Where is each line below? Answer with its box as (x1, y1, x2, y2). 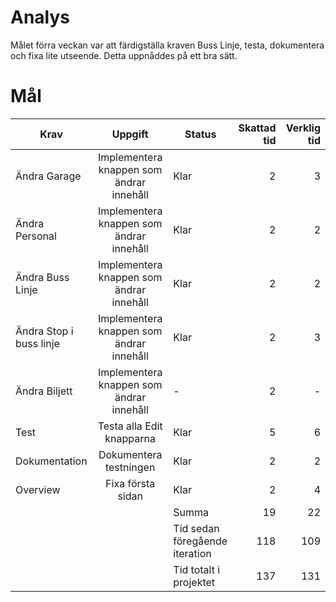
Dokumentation (15, 454, 88, 468)
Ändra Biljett (15, 384, 73, 398)
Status (184, 127, 217, 141)
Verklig (285, 121, 321, 135)
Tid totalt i (173, 562, 221, 576)
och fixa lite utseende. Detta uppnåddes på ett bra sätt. (10, 49, 238, 61)
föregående (173, 534, 228, 548)
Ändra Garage (15, 169, 82, 183)
